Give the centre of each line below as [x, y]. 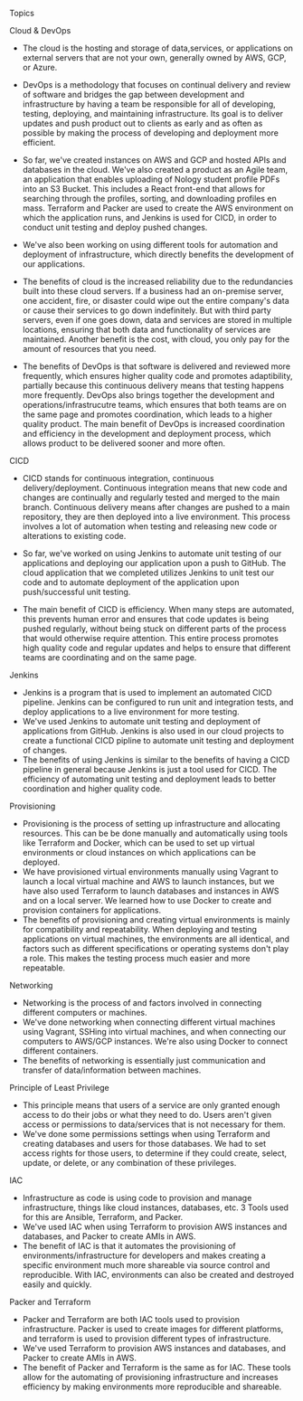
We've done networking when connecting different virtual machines [149, 1022]
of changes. [45, 750]
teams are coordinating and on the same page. [109, 658]
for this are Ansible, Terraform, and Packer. [103, 1217]
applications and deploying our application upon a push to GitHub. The [154, 563]
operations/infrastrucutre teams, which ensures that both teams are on [154, 405]
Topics [22, 13]
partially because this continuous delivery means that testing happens [153, 385]
